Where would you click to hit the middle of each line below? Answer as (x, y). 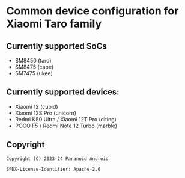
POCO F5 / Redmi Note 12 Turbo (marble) (66, 126)
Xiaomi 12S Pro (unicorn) (46, 113)
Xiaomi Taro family (54, 24)
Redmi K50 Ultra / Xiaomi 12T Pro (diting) (66, 119)
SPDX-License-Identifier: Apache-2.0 (53, 169)
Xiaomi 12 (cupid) (36, 106)
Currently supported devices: (63, 92)
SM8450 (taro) (33, 60)
